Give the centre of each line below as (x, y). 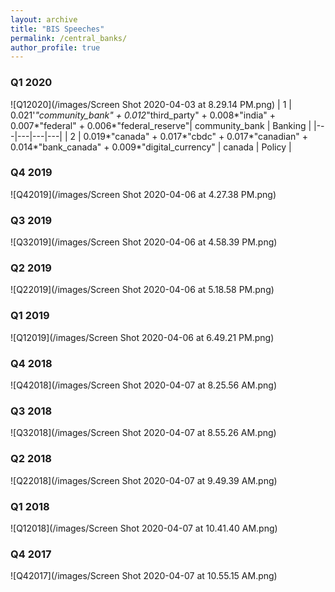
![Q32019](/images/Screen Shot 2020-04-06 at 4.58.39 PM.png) (144, 242)
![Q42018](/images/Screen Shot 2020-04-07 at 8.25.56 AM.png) (144, 385)
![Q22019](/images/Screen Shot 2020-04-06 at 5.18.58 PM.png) (142, 290)
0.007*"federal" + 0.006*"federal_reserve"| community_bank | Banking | (161, 125)
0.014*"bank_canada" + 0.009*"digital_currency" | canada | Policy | (151, 147)
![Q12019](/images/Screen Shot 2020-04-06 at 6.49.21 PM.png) (142, 337)
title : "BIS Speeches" (57, 29)
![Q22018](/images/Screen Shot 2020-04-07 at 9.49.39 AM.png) (144, 480)
